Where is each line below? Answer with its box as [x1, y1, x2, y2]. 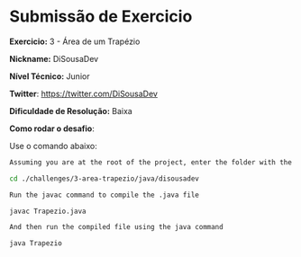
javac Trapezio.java [9, 207, 87, 216]
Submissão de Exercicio [9, 6, 193, 27]
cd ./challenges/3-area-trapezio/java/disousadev [9, 173, 200, 183]
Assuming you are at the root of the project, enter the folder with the [9, 157, 293, 167]
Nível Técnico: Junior [9, 70, 90, 82]
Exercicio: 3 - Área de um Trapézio [9, 36, 141, 47]
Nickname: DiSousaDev [9, 53, 99, 64]
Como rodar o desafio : [9, 123, 95, 134]
